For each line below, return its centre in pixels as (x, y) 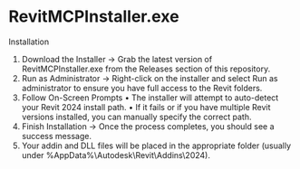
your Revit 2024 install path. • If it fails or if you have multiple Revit (146, 107)
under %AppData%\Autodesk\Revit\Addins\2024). (116, 155)
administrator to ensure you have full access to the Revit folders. (142, 88)
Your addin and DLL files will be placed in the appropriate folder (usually (156, 146)
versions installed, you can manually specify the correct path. (136, 117)
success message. (57, 136)
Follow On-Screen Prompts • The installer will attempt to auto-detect (150, 98)
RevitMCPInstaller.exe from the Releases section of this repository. (146, 69)
